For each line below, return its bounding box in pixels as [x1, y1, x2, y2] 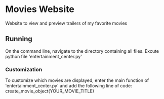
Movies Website [5, 4, 75, 15]
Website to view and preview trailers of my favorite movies [5, 20, 128, 26]
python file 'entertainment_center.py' [5, 53, 83, 59]
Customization [5, 66, 43, 73]
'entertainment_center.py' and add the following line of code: [5, 83, 133, 89]
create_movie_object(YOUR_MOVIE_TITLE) [5, 88, 95, 94]
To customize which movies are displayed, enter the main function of [5, 77, 149, 83]
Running [5, 35, 33, 43]
